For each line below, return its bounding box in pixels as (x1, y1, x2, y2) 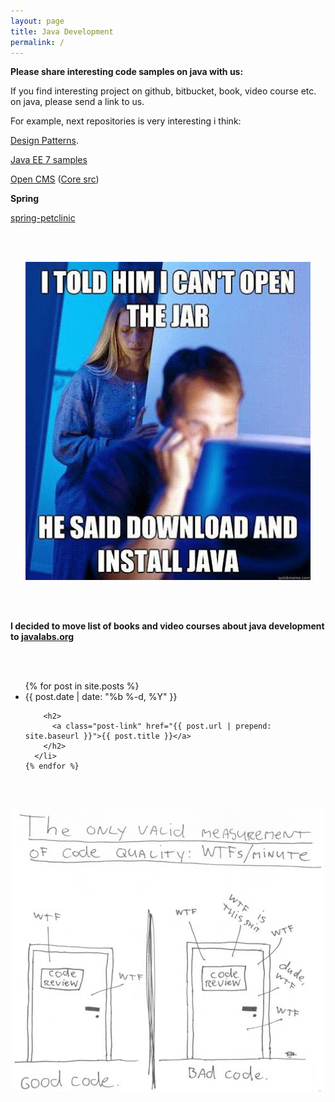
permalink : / (10, 37, 65, 47)
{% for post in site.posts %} (24, 680, 140, 692)
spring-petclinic (10, 212, 76, 224)
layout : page (10, 16, 65, 26)
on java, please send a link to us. (10, 96, 145, 108)
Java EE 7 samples (10, 154, 88, 166)
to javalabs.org (10, 631, 75, 643)
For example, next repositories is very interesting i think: (10, 115, 242, 127)
